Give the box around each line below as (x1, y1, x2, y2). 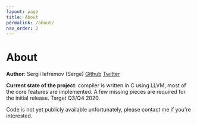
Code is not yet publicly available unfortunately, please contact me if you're (6, 106, 192, 113)
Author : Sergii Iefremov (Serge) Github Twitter (6, 71, 120, 78)
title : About (6, 14, 39, 20)
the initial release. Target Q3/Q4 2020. (6, 94, 101, 101)
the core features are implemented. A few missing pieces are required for (6, 88, 186, 96)
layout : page (6, 8, 39, 15)
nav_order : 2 (6, 25, 39, 31)
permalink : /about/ (6, 20, 55, 26)
